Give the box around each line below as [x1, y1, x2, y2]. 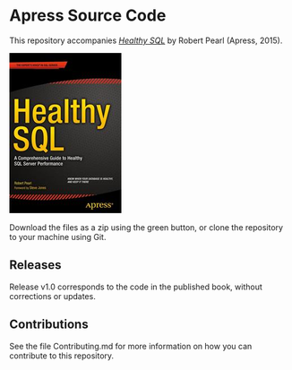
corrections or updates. [9, 290, 96, 301]
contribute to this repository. [9, 350, 115, 361]
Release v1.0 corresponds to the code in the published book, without [9, 281, 262, 292]
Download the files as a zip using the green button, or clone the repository [9, 221, 284, 233]
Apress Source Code [9, 5, 167, 26]
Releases [9, 257, 62, 273]
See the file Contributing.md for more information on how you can [9, 340, 253, 351]
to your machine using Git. [9, 231, 107, 242]
